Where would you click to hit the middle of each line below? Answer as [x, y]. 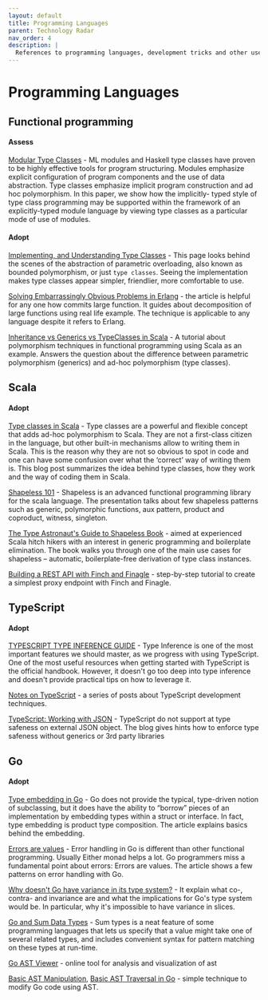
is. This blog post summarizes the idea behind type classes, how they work [132, 468]
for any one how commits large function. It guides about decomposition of [130, 304]
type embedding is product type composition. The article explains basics [128, 824]
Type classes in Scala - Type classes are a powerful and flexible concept [128, 426]
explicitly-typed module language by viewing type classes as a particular [128, 210]
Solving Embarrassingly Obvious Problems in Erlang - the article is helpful [130, 296]
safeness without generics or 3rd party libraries [87, 736]
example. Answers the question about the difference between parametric [128, 354]
